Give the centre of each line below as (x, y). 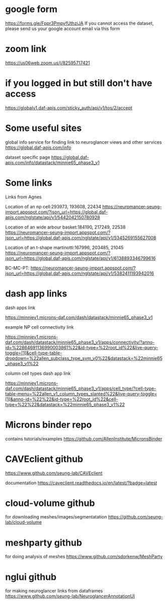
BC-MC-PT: (17, 268)
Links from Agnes (23, 197)
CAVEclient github (44, 459)
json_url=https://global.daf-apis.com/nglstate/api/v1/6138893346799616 (80, 258)
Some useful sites (44, 128)
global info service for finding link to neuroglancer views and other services (83, 142)
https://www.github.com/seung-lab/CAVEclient (54, 473)
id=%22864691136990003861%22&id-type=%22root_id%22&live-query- (82, 347)
